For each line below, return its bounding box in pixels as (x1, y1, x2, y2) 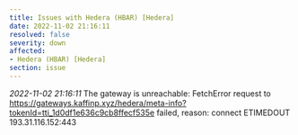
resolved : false (9, 30, 70, 39)
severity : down (9, 38, 66, 48)
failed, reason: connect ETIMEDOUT (156, 107, 291, 118)
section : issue (9, 64, 66, 73)
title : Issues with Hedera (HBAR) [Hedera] (9, 13, 175, 22)
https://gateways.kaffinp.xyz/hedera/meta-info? (9, 97, 187, 108)
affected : (9, 47, 47, 56)
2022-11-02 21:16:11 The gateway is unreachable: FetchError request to (9, 87, 271, 99)
